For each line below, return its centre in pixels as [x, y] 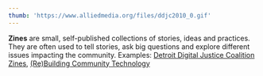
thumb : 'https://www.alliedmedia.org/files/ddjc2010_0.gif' [110, 15]
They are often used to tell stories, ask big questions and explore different [129, 46]
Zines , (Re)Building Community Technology [79, 63]
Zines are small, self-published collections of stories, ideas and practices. [129, 38]
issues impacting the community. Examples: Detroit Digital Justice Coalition [131, 55]
